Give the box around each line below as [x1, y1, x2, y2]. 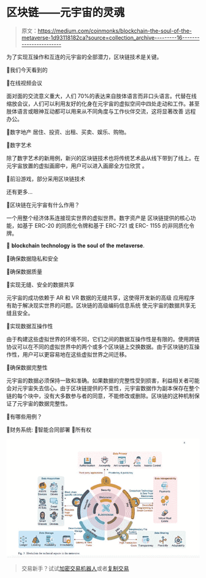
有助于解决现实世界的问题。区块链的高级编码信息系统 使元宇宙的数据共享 [6, 301, 191, 309]
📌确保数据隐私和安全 [6, 255, 59, 262]
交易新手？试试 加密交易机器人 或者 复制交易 [21, 565, 129, 572]
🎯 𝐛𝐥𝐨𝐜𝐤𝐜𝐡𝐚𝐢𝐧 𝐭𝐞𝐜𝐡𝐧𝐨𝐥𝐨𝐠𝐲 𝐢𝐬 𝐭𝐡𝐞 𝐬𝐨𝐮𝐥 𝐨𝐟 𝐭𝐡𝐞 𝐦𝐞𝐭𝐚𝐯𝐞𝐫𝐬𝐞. [6, 242, 145, 249]
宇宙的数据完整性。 [22, 399, 71, 407]
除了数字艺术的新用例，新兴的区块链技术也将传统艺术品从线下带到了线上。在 [6, 154, 200, 161]
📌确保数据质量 [6, 268, 43, 275]
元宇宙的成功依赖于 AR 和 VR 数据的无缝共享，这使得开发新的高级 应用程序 [6, 294, 195, 301]
